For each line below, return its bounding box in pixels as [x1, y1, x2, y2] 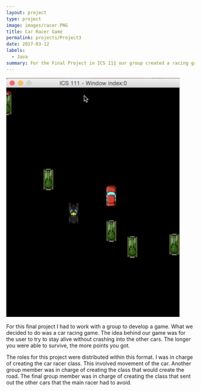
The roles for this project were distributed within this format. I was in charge [6, 353, 193, 361]
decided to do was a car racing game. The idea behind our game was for [6, 329, 186, 336]
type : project [6, 16, 42, 22]
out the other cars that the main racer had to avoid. [6, 378, 132, 386]
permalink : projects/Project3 [6, 35, 82, 41]
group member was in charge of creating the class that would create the [6, 366, 184, 373]
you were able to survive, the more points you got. [6, 341, 130, 349]
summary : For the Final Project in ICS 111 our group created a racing [6, 60, 188, 66]
